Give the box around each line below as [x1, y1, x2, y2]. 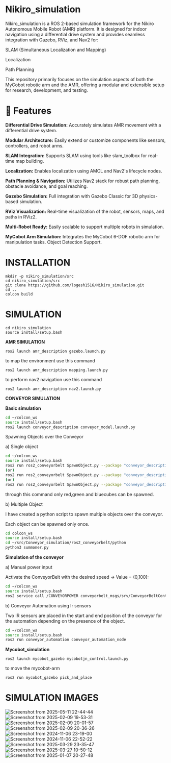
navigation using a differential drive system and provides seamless [5, 31, 145, 37]
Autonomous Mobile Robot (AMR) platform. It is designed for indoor [5, 26, 147, 32]
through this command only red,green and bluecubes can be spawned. [5, 491, 154, 497]
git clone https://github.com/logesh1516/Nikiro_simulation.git [5, 282, 145, 288]
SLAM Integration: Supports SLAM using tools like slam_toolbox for [5, 152, 148, 159]
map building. [15, 158, 44, 164]
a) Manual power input [5, 564, 52, 570]
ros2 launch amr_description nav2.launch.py [5, 386, 101, 391]
